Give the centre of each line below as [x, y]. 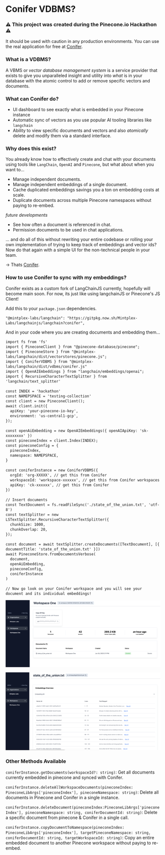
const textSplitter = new [32, 514]
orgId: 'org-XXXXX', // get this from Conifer [58, 475]
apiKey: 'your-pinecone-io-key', [44, 411]
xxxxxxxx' [16, 435]
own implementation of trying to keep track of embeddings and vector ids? [81, 245]
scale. [19, 195]
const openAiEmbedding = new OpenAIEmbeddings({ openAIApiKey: [72, 430]
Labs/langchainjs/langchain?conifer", [45, 323]
